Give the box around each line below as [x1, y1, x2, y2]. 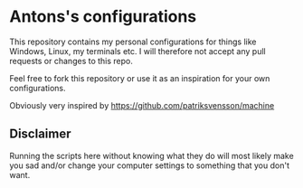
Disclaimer [9, 127, 71, 142]
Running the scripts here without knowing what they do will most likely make [9, 150, 294, 161]
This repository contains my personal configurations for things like [9, 36, 257, 47]
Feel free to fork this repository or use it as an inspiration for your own [9, 72, 270, 83]
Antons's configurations [9, 6, 197, 27]
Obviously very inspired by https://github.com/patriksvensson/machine [9, 99, 275, 110]
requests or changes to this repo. [9, 55, 134, 66]
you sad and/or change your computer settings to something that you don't [9, 160, 289, 171]
